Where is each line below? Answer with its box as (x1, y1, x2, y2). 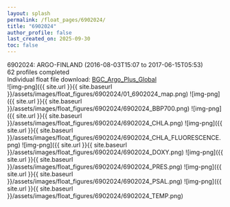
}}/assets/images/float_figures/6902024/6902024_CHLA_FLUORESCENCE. (7, 134, 221, 141)
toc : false (7, 42, 38, 49)
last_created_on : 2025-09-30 (7, 36, 91, 42)
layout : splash (7, 10, 51, 17)
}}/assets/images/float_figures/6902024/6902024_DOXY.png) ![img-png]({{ (7, 148, 223, 156)
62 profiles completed (7, 68, 70, 76)
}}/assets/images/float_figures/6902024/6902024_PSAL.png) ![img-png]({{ (7, 178, 222, 185)
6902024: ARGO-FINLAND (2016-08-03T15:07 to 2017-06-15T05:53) (7, 61, 204, 69)
